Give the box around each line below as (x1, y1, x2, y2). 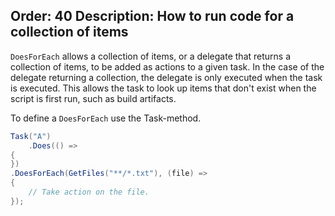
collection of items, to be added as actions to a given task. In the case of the (10, 60, 325, 73)
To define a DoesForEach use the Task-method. (10, 112, 202, 124)
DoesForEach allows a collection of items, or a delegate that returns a (10, 50, 292, 62)
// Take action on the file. (28, 187, 150, 198)
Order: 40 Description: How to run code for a (10, 8, 295, 25)
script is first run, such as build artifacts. (10, 92, 177, 104)
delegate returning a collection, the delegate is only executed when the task (10, 71, 323, 83)
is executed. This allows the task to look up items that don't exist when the (10, 82, 317, 94)
